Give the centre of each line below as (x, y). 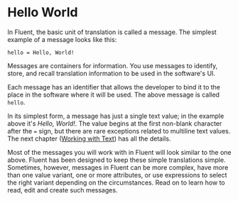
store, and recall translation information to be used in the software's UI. (111, 73)
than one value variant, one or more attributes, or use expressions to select (117, 175)
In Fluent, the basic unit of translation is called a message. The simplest (112, 32)
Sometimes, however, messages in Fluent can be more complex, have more (118, 167)
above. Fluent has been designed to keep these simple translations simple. (117, 160)
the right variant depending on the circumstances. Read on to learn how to (116, 183)
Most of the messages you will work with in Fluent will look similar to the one (119, 152)
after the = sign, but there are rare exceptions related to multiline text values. (119, 131)
